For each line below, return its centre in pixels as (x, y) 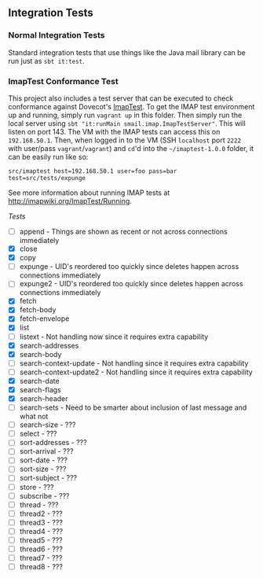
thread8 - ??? (41, 567)
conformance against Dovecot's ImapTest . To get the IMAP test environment (131, 106)
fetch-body (38, 310)
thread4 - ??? (41, 531)
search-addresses (49, 345)
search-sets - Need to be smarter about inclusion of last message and (133, 407)
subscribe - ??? (44, 495)
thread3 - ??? (41, 522)
